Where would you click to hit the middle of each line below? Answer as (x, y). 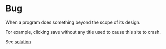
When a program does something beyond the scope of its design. (73, 22)
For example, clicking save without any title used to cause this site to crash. (83, 32)
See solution (18, 41)
